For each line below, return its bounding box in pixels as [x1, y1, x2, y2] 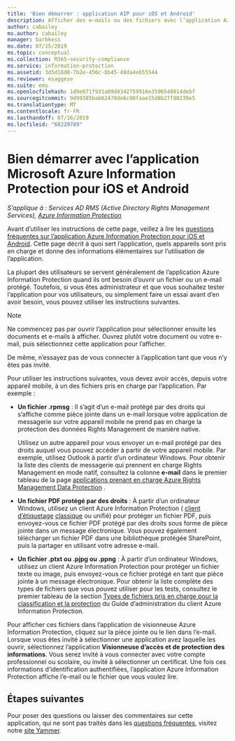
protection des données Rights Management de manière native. [17, 425, 201, 434]
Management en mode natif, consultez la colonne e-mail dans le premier [17, 468, 227, 477]
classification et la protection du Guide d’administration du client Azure [17, 600, 222, 608]
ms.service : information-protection [7, 62, 114, 69]
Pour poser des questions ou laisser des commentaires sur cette [7, 712, 194, 720]
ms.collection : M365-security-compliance [7, 56, 130, 63]
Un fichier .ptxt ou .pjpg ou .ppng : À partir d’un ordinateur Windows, [17, 555, 219, 563]
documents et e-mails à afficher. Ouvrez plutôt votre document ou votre [7, 332, 215, 341]
